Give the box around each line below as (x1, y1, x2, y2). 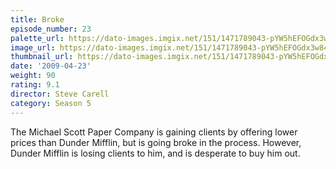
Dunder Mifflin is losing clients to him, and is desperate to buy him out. (10, 147, 301, 159)
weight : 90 (10, 71, 56, 81)
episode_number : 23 (10, 24, 92, 34)
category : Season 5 (10, 98, 92, 108)
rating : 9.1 (10, 80, 60, 90)
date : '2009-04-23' (10, 61, 92, 71)
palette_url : (10, 33, 65, 43)
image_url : (10, 42, 56, 53)
